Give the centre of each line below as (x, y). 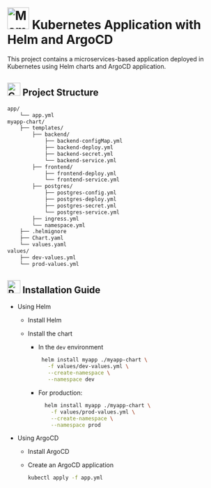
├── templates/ (42, 128)
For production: (60, 393)
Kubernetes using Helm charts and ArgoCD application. (87, 66)
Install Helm (45, 320)
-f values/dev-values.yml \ (88, 367)
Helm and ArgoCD (60, 40)
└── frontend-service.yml (82, 180)
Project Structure (60, 93)
